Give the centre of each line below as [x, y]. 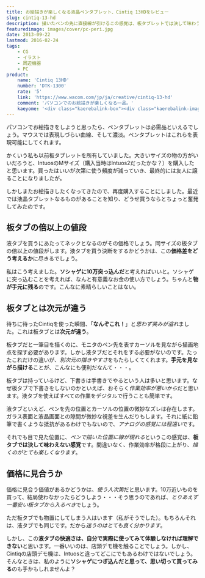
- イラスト [29, 57]
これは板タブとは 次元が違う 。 [54, 332]
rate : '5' [30, 92]
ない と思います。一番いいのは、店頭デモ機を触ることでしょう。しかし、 [102, 546]
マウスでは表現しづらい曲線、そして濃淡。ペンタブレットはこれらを [107, 135]
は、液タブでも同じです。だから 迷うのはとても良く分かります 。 [86, 525]
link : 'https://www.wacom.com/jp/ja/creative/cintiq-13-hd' [95, 97]
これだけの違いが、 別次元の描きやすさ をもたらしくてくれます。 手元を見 [102, 360]
